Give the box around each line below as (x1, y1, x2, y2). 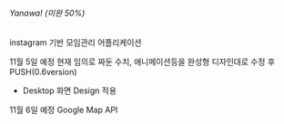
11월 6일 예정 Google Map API (9, 104, 118, 116)
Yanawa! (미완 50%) (9, 7, 86, 18)
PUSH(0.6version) (9, 67, 77, 78)
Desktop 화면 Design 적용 (22, 85, 117, 96)
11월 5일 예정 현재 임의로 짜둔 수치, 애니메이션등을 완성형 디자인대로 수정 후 (9, 56, 276, 67)
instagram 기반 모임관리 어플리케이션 (9, 37, 142, 48)
